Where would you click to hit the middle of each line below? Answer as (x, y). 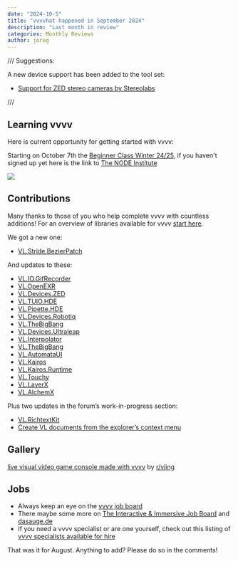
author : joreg (29, 41)
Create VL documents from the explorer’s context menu (99, 427)
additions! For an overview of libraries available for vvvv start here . (105, 223)
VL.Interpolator (40, 339)
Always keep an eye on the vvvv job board (80, 506)
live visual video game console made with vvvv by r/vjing (91, 466)
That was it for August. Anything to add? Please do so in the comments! (113, 550)
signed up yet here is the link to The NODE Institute (83, 163)
